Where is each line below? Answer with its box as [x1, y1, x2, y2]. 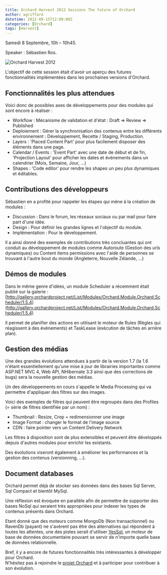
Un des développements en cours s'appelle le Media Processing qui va [5, 384, 151, 390]
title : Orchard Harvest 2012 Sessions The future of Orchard [5, 7, 135, 13]
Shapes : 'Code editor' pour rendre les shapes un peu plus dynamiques [12, 165, 159, 171]
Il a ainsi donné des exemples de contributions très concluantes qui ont [5, 239, 152, 245]
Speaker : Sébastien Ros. [5, 50, 57, 56]
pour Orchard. [5, 554, 34, 560]
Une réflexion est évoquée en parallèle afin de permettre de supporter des [5, 498, 158, 504]
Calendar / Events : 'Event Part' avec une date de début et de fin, [12, 149, 146, 155]
